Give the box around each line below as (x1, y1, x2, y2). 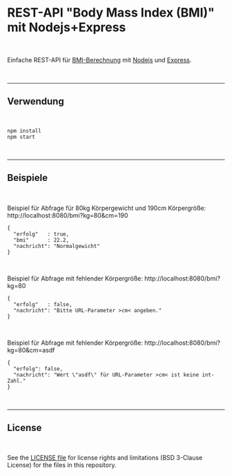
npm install (7, 127, 41, 134)
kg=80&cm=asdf (7, 345, 55, 354)
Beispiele (7, 172, 48, 184)
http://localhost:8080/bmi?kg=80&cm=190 (7, 211, 128, 219)
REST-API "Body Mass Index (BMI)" (7, 5, 215, 21)
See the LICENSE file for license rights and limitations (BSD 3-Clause (7, 454, 203, 462)
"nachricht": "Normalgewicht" (13, 242, 100, 249)
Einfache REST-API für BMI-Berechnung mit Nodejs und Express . (7, 55, 192, 64)
